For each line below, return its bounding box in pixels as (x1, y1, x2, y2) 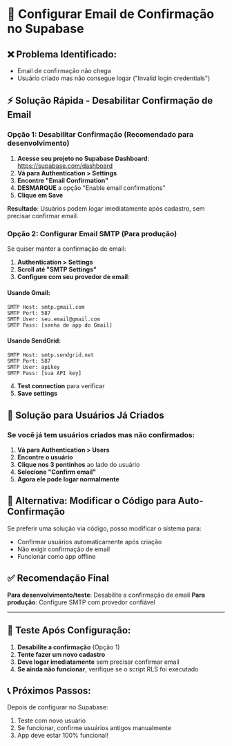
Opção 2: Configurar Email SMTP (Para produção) (7, 229, 177, 238)
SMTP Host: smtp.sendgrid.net (7, 352, 95, 358)
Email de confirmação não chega (17, 67, 112, 75)
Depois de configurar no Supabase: (7, 703, 108, 711)
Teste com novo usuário (17, 716, 86, 725)
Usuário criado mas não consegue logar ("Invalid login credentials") (17, 74, 211, 82)
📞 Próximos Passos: (7, 685, 91, 696)
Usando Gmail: (7, 288, 50, 296)
